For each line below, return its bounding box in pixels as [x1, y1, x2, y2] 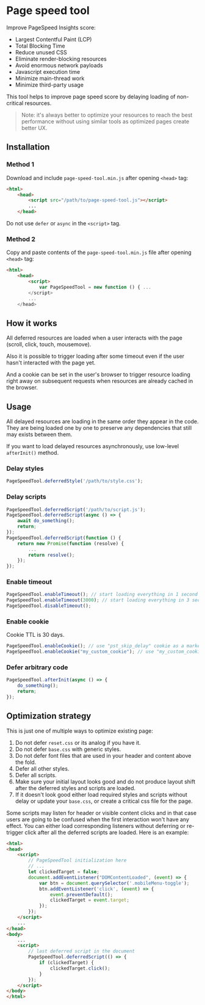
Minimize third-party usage [15, 81, 84, 89]
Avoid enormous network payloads [15, 62, 103, 69]
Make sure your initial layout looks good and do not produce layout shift [15, 778, 196, 785]
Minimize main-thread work [15, 74, 85, 82]
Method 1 [6, 160, 35, 169]
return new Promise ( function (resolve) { [17, 540, 124, 546]
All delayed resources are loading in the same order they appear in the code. [6, 418, 199, 425]
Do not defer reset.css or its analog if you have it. [15, 739, 142, 746]
